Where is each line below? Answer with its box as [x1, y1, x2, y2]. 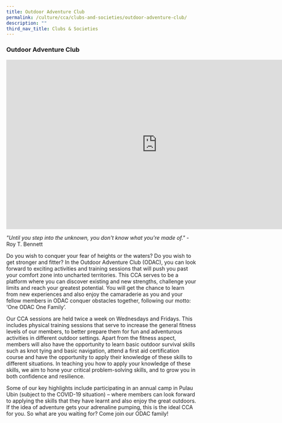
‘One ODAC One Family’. [6, 303, 66, 310]
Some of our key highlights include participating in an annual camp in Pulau [6, 384, 193, 392]
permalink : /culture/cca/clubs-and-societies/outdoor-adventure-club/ [6, 14, 187, 20]
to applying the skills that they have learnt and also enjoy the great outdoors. [6, 397, 196, 404]
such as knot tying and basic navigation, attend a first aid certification [6, 347, 180, 354]
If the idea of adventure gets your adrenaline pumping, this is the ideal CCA [6, 403, 193, 410]
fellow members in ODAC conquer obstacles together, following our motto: [6, 296, 191, 304]
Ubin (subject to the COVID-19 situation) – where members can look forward [6, 390, 196, 398]
